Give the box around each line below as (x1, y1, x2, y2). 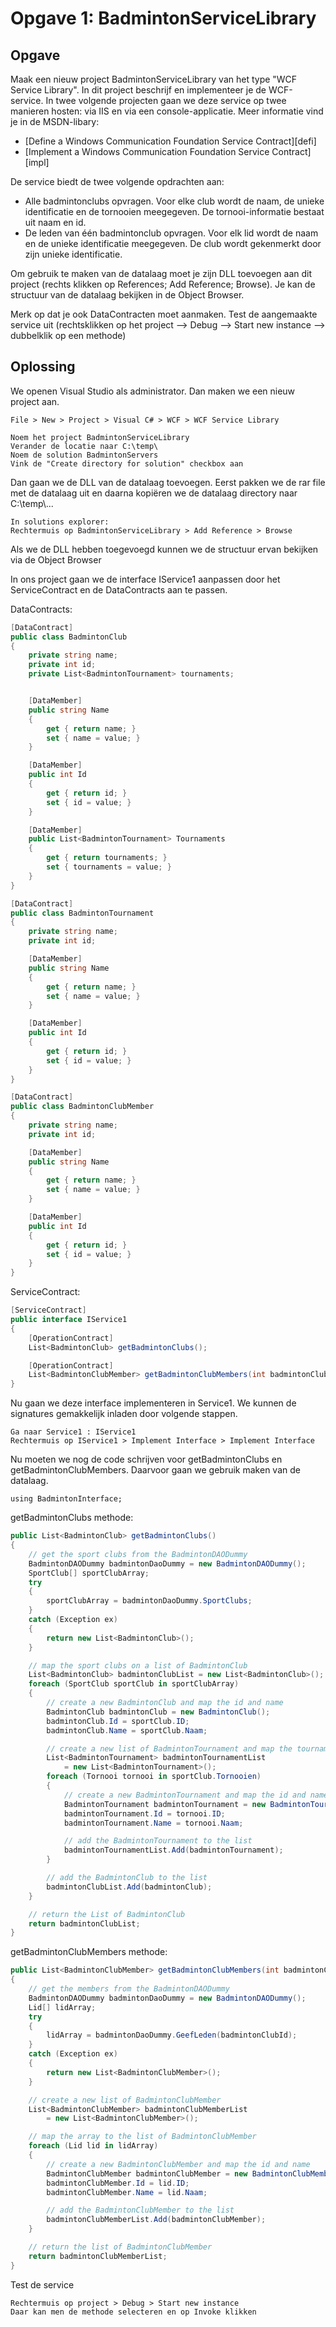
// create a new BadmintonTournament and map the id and (63, 1790, 307, 1800)
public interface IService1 (10, 1315, 128, 1325)
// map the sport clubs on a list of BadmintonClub (28, 1660, 248, 1671)
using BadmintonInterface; (10, 1494, 123, 1504)
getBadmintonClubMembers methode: (10, 1946, 168, 1958)
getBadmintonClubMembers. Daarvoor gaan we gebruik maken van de (10, 1464, 301, 1476)
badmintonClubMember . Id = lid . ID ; (46, 2178, 190, 2188)
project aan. (10, 395, 60, 407)
